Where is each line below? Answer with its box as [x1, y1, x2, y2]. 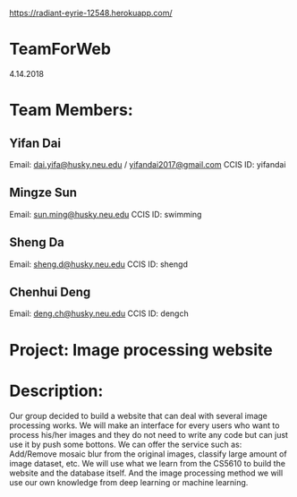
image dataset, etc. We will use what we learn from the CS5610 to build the [9, 458, 286, 468]
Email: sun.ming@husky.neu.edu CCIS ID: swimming [9, 209, 202, 219]
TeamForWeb [9, 39, 112, 59]
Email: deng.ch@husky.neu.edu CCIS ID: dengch [9, 308, 190, 319]
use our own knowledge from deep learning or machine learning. [9, 476, 249, 487]
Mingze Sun [9, 185, 78, 201]
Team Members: [9, 100, 133, 120]
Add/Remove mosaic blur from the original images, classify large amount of [9, 448, 288, 459]
